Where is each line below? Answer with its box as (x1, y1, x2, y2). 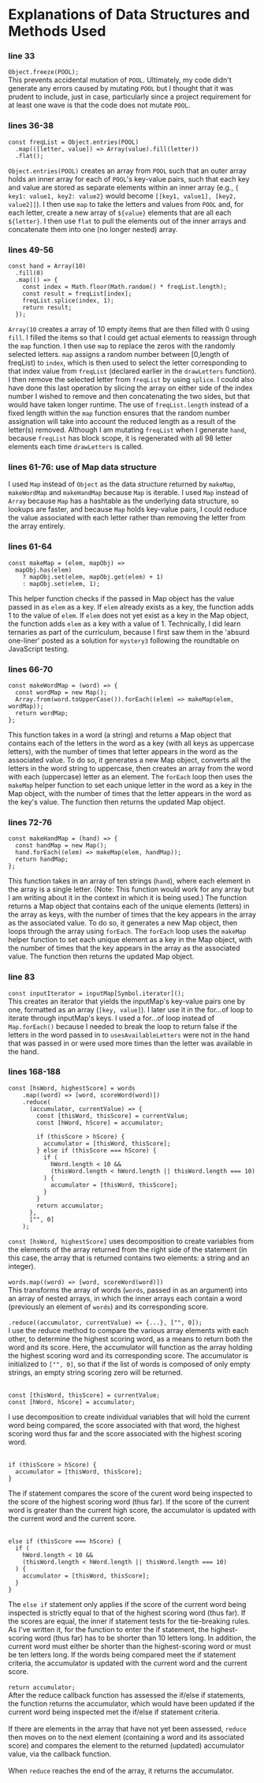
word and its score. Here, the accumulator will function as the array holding (8, 1342, 253, 1352)
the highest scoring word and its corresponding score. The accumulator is (8, 1350, 249, 1360)
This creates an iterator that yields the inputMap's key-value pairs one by (8, 997, 246, 1006)
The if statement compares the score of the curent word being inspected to (8, 1488, 253, 1498)
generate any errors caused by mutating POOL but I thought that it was (8, 84, 234, 93)
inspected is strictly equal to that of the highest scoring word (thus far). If (8, 1608, 246, 1617)
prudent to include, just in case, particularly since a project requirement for (8, 92, 251, 102)
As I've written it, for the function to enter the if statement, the (8, 1624, 210, 1634)
